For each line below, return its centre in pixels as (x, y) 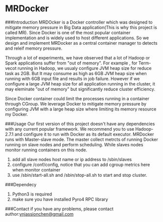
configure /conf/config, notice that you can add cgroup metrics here (81, 165)
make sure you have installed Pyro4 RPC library (60, 199)
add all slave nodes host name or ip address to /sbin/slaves (72, 159)
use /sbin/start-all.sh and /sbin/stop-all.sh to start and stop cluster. (80, 175)
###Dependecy (21, 184)
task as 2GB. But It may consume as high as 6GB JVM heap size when (76, 73)
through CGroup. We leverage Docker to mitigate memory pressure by (76, 104)
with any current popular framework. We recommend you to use (70, 129)
